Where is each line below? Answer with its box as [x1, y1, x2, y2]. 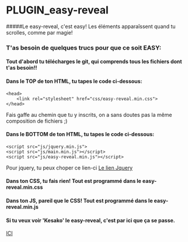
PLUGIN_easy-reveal [6, 4, 109, 17]
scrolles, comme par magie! [6, 29, 73, 36]
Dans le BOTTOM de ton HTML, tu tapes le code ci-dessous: [6, 131, 155, 138]
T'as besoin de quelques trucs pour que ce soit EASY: [6, 43, 162, 51]
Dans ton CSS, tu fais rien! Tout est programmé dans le [6, 178, 142, 185]
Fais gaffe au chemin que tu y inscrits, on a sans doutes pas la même [6, 111, 172, 118]
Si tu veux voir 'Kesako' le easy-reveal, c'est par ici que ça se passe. [6, 217, 175, 224]
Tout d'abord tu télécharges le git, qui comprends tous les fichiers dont [6, 58, 182, 65]
